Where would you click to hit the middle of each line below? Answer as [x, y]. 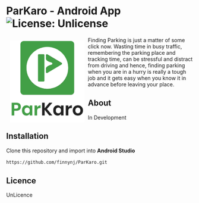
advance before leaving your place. [131, 84]
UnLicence [19, 195]
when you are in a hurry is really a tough [137, 71]
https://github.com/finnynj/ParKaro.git [57, 162]
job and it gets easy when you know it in [137, 78]
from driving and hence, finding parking [137, 65]
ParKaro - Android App [64, 11]
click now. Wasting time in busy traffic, [135, 46]
